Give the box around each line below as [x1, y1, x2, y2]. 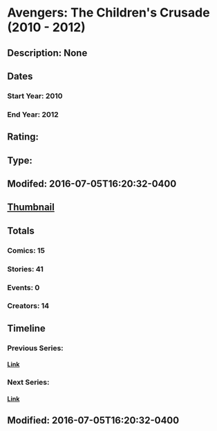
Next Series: [7, 378, 50, 387]
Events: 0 [7, 282, 40, 292]
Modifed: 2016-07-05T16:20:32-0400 [7, 178, 177, 189]
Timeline [7, 323, 46, 334]
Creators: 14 [7, 301, 50, 311]
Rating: [7, 131, 39, 143]
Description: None [7, 47, 88, 59]
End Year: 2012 [7, 109, 59, 119]
